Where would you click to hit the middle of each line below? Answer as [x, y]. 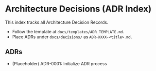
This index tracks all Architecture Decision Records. [57, 22]
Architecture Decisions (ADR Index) [78, 9]
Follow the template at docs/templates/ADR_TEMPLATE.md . [68, 31]
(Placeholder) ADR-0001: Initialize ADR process [60, 63]
